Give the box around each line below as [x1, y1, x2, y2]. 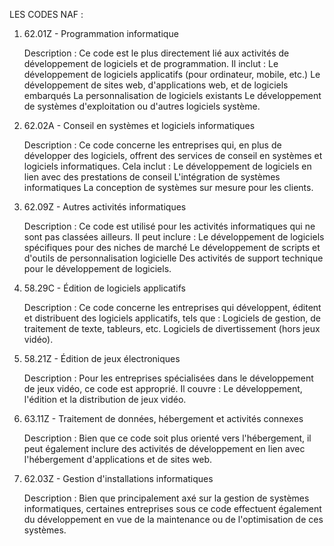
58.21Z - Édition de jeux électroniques [23, 353, 181, 364]
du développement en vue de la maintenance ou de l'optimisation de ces [23, 514, 324, 525]
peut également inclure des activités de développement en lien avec [23, 443, 306, 454]
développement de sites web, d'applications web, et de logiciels [23, 79, 289, 91]
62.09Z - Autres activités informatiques [23, 201, 187, 213]
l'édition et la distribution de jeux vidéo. [23, 394, 187, 405]
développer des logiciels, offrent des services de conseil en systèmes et [23, 150, 323, 161]
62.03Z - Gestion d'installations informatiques [23, 473, 214, 484]
